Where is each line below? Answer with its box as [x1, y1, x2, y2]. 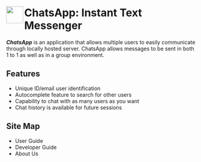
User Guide [14, 137, 43, 144]
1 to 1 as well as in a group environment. [6, 51, 105, 58]
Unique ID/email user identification [14, 85, 101, 92]
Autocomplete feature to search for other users [14, 91, 132, 98]
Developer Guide [14, 143, 57, 151]
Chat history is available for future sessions [14, 104, 122, 111]
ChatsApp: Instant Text [24, 6, 142, 20]
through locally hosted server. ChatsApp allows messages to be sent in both [6, 45, 195, 52]
